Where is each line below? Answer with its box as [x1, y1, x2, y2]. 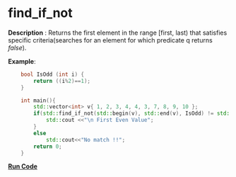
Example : [8, 57, 36, 65]
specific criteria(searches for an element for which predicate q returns [8, 35, 213, 44]
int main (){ [20, 97, 56, 104]
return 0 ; [33, 143, 62, 150]
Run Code [8, 162, 38, 171]
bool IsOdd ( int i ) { [20, 71, 84, 78]
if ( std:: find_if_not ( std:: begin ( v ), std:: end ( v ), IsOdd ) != [33, 110, 214, 118]
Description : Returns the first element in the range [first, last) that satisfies [8, 28, 228, 37]
